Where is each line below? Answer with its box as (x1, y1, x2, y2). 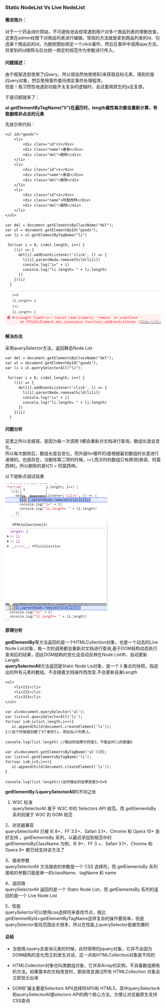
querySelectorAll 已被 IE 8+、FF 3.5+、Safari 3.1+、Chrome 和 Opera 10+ (5, 828, 155, 834)
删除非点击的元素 (9, 111, 44, 117)
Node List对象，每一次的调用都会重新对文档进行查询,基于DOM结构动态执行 (5, 645, 158, 651)
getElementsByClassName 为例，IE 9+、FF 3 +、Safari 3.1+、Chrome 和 (5, 840, 153, 846)
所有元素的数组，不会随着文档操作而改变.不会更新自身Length (13, 669, 137, 675)
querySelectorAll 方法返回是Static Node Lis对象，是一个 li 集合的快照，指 (5, 663, 154, 669)
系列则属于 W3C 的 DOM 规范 (12, 811, 73, 817)
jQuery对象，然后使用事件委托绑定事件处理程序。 (5, 78, 105, 84)
